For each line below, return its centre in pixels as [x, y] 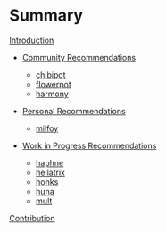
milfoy [47, 128]
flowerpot [53, 84]
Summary [46, 16]
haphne [50, 162]
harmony [52, 94]
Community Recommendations [79, 57]
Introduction [32, 40]
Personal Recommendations [74, 111]
